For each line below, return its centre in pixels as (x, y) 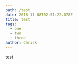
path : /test (18, 10)
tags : (11, 24)
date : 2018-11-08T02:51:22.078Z (39, 15)
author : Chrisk (21, 43)
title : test (18, 19)
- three (18, 38)
